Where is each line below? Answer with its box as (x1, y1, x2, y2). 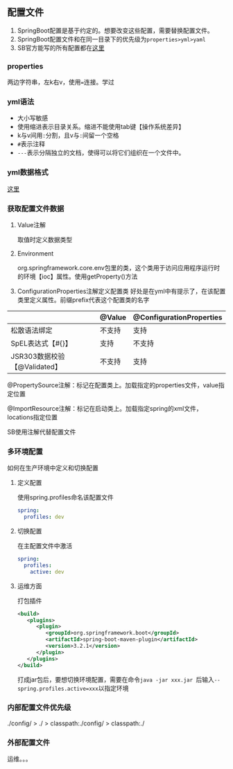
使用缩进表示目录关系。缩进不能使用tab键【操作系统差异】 (17, 123, 185, 131)
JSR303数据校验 (10, 352, 65, 361)
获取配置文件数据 (7, 204, 64, 213)
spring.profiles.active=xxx (17, 685, 98, 692)
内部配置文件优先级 (7, 702, 71, 712)
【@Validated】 (10, 362, 62, 371)
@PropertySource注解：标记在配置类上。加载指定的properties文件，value (7, 381, 218, 389)
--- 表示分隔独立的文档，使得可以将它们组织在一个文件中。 (17, 148, 185, 157)
